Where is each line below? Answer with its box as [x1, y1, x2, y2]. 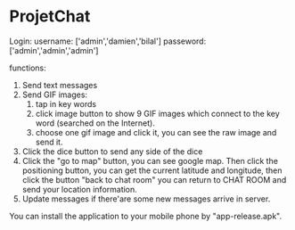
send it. [35, 136, 63, 147]
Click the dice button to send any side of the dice [21, 145, 203, 157]
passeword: [163, 36, 207, 46]
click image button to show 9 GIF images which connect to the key [35, 108, 281, 119]
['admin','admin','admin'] [9, 45, 99, 55]
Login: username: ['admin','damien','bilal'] [9, 36, 162, 46]
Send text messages [21, 79, 98, 90]
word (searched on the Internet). [35, 118, 156, 128]
